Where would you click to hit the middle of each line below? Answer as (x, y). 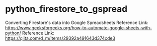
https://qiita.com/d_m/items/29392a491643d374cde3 (60, 38)
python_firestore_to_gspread (66, 9)
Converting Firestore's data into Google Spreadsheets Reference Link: (77, 23)
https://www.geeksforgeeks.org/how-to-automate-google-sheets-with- (79, 27)
